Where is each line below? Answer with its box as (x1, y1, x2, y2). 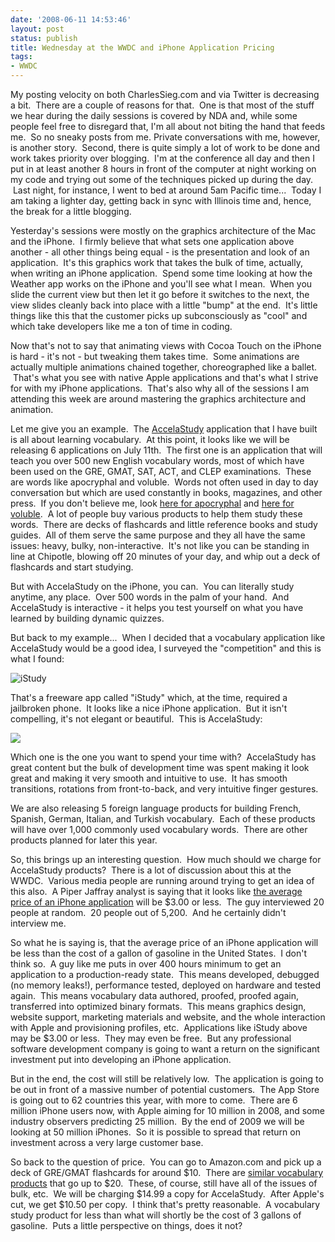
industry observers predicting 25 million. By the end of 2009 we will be (10, 1116, 305, 1127)
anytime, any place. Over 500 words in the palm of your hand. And (10, 591, 290, 603)
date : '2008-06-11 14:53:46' (10, 14, 132, 25)
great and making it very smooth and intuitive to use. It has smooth (10, 772, 288, 784)
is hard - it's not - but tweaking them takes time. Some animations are (10, 351, 300, 362)
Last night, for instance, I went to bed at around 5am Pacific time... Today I (12, 184, 322, 196)
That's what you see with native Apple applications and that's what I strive (12, 372, 319, 383)
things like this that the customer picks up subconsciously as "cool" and (10, 310, 308, 321)
